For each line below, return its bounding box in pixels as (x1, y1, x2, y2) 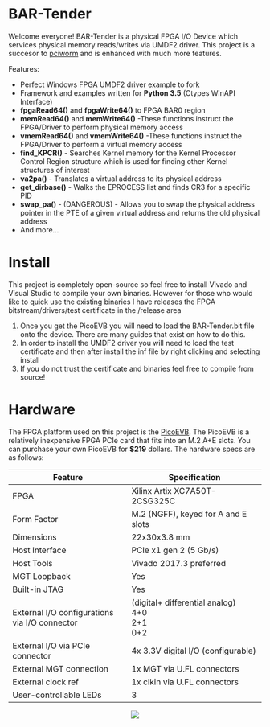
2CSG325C (131, 495, 175, 507)
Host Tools (12, 557, 54, 569)
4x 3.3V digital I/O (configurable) (131, 645, 256, 656)
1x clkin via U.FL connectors (131, 676, 239, 688)
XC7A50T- (174, 485, 217, 496)
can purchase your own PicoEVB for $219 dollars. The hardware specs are (8, 444, 256, 454)
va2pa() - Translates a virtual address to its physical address (19, 174, 223, 183)
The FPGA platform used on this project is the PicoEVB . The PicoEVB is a (8, 427, 250, 437)
